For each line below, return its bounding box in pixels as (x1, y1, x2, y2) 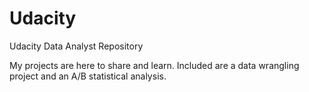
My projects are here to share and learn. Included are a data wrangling (9, 59, 300, 71)
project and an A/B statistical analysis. (9, 70, 167, 82)
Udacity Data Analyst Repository (9, 40, 144, 52)
